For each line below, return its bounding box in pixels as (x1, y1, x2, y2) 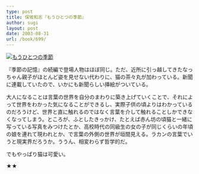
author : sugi (6, 20, 39, 26)
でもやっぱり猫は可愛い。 (6, 151, 69, 157)
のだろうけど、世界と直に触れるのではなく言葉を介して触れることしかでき (6, 108, 188, 115)
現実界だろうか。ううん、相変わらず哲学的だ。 (16, 138, 131, 145)
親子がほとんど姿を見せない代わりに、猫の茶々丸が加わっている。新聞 (21, 74, 193, 80)
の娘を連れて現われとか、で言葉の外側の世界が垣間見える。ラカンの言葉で (6, 131, 188, 137)
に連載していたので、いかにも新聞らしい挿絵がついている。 (6, 81, 151, 88)
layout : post (6, 25, 39, 31)
